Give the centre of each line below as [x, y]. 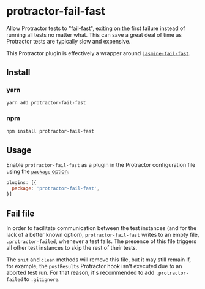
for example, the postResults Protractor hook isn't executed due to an [94, 266]
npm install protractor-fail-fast [50, 131]
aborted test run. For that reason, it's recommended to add [80, 272]
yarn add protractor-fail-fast [46, 102]
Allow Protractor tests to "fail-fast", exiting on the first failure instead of [96, 28]
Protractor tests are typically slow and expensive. [69, 41]
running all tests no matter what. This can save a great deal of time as [94, 34]
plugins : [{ [21, 183]
